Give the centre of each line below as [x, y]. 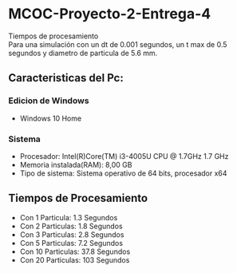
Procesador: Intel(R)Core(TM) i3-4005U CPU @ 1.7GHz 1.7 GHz [124, 156]
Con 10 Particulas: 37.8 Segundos [75, 251]
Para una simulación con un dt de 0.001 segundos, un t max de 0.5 [118, 44]
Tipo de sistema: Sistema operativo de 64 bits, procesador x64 [123, 173]
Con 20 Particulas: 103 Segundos [75, 259]
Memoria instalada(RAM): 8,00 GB [76, 164]
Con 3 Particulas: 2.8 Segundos [72, 234]
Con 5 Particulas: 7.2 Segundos [71, 243]
